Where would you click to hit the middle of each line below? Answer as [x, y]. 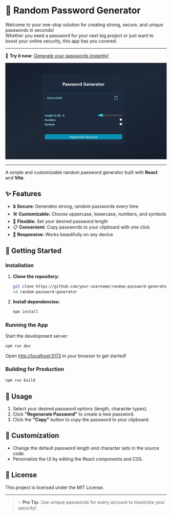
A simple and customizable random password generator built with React [81, 172]
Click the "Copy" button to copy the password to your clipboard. [81, 419]
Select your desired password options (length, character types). [80, 408]
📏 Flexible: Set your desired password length [60, 221]
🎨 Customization [32, 436]
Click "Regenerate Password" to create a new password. [73, 414]
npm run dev [18, 346]
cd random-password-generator [45, 292]
